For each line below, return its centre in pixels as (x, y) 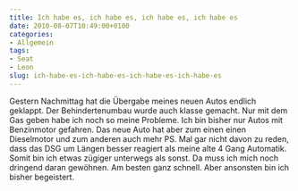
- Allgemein (31, 42)
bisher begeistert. (42, 177)
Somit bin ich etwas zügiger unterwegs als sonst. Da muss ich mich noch (144, 158)
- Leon (21, 68)
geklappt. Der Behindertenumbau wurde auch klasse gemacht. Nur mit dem (149, 110)
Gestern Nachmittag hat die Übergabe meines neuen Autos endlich (133, 101)
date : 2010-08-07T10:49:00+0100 (69, 26)
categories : (31, 34)
